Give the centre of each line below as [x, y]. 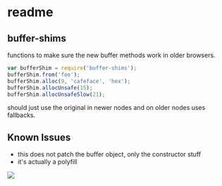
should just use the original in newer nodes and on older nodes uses [106, 108]
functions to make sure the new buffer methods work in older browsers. [112, 55]
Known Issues [39, 137]
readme [30, 12]
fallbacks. [21, 115]
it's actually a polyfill [47, 162]
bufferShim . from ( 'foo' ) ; [44, 75]
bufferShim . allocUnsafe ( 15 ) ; [50, 88]
